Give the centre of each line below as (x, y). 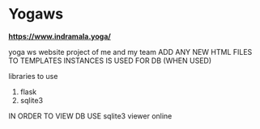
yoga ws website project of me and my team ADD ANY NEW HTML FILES (130, 52)
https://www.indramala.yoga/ (60, 36)
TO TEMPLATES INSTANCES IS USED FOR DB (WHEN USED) (110, 60)
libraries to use (33, 76)
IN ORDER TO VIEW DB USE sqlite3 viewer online (90, 116)
